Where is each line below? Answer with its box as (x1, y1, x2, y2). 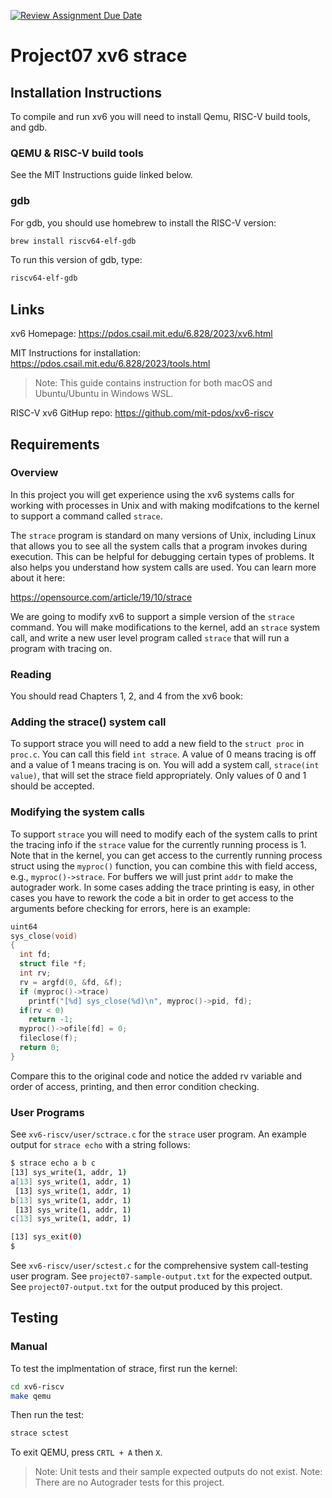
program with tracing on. (10, 642, 113, 654)
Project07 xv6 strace (10, 45, 188, 67)
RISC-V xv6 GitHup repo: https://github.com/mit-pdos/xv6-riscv (10, 407, 274, 419)
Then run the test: (10, 1409, 85, 1421)
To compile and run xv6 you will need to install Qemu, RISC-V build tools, (10, 111, 311, 122)
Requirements (10, 436, 100, 453)
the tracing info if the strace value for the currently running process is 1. (10, 838, 307, 850)
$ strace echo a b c (10, 1158, 97, 1169)
